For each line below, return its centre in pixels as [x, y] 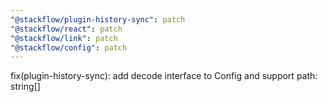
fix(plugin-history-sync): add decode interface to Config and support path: [164, 76]
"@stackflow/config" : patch [69, 47]
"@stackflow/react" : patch [66, 29]
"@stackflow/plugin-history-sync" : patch [98, 19]
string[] [25, 87]
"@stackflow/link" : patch [64, 38]
